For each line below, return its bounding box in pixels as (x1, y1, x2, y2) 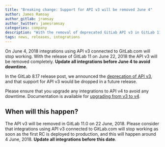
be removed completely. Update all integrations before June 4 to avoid (5, 59, 151, 64)
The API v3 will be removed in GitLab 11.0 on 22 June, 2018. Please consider (5, 120, 160, 126)
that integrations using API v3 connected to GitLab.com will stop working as (5, 126, 159, 132)
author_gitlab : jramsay (5, 16, 54, 21)
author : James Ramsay (5, 12, 50, 17)
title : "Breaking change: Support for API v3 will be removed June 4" (5, 7, 153, 12)
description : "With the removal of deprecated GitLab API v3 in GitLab (5, 30, 155, 35)
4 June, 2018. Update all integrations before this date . (5, 136, 116, 142)
